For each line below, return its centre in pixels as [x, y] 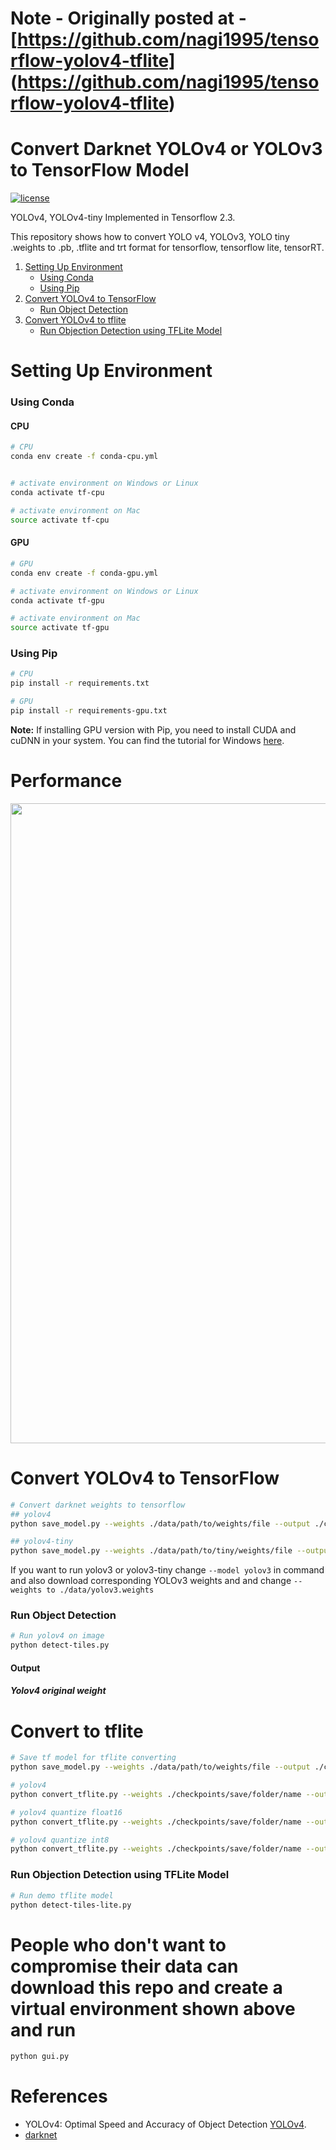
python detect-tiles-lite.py [71, 1905]
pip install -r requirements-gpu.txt [89, 711]
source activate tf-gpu [60, 628]
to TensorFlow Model [100, 170]
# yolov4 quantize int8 [60, 1840]
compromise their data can [124, 1966]
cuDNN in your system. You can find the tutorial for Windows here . [147, 740]
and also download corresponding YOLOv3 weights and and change [151, 1581]
